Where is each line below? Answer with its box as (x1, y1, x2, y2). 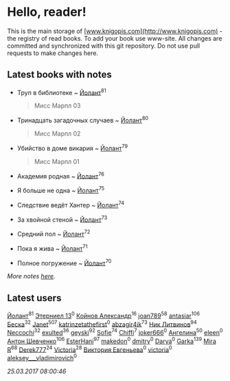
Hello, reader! (7, 4, 87, 20)
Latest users (7, 292, 62, 304)
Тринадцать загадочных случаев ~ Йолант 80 (16, 115, 149, 125)
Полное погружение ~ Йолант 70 (16, 258, 112, 267)
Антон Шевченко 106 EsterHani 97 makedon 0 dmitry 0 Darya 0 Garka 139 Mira (7, 336, 216, 345)
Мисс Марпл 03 (34, 101, 81, 110)
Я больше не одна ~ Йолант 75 (16, 185, 105, 195)
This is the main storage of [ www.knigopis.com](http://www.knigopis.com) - (7, 27, 223, 35)
